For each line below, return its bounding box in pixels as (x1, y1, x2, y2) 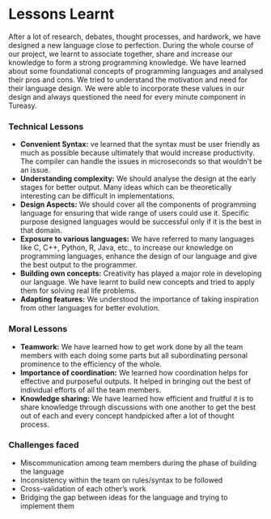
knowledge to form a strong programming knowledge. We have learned (8, 58, 247, 67)
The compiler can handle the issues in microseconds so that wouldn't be (19, 157, 263, 166)
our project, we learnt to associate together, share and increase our (8, 49, 233, 58)
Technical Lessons (8, 121, 84, 132)
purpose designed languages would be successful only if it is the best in (19, 217, 262, 227)
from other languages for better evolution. (19, 303, 160, 313)
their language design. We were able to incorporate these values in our (8, 83, 245, 93)
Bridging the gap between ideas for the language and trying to (19, 492, 228, 502)
